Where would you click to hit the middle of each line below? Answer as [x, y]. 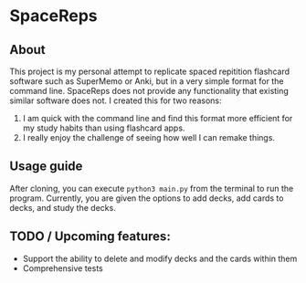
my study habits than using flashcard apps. [104, 128]
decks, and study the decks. [63, 207]
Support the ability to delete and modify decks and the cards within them [160, 258]
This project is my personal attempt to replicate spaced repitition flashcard [150, 71]
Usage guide [46, 167]
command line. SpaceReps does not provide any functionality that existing [149, 91]
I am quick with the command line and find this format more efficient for [158, 118]
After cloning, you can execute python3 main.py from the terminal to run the [152, 188]
